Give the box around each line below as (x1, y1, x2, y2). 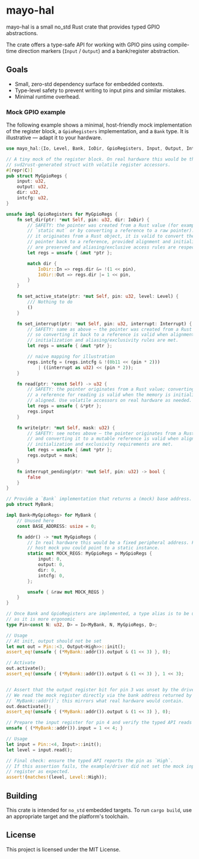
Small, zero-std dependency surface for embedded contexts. (14, 80, 165, 87)
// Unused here (17, 518, 54, 524)
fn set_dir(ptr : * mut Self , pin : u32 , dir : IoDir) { (17, 216, 150, 223)
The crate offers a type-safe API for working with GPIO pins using (6, 41, 167, 48)
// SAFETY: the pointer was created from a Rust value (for (27, 222, 179, 228)
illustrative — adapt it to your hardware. (6, 134, 102, 141)
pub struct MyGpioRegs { (6, 173, 68, 179)
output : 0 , (37, 562, 65, 568)
